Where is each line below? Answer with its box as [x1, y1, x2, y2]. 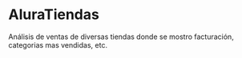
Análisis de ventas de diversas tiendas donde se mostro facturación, [8, 32, 234, 41]
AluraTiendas [8, 6, 100, 24]
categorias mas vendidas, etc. [8, 40, 108, 49]
